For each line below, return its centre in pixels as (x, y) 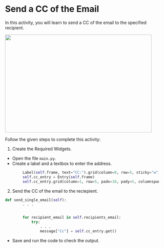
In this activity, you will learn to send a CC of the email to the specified (76, 23)
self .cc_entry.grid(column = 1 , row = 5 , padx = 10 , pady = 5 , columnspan (92, 181)
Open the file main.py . (34, 158)
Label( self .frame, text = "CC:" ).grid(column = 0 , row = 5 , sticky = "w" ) (92, 172)
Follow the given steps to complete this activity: (53, 139)
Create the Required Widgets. (42, 149)
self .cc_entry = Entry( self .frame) (59, 177)
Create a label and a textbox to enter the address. (62, 163)
